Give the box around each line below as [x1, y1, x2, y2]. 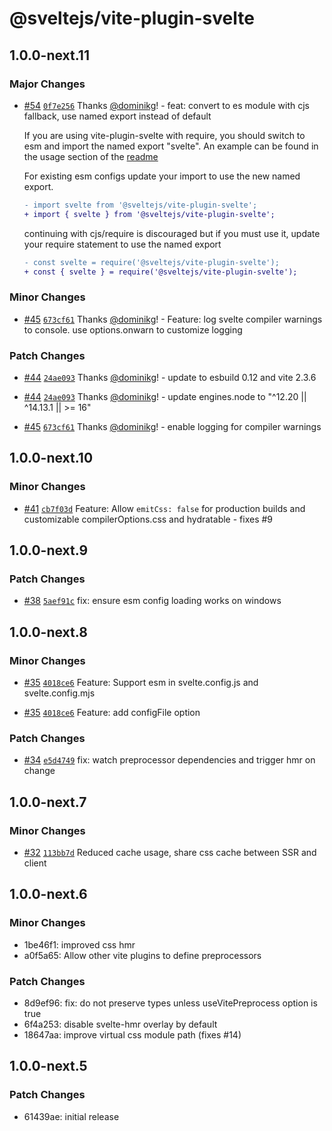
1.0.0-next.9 [9, 542, 89, 559]
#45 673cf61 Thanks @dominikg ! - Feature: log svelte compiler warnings [23, 313, 323, 325]
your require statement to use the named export [23, 238, 222, 250]
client [23, 857, 47, 869]
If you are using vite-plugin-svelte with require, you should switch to [23, 129, 306, 141]
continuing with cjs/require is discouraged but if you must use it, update [23, 227, 321, 239]
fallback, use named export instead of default [23, 110, 212, 122]
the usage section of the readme [23, 150, 159, 162]
